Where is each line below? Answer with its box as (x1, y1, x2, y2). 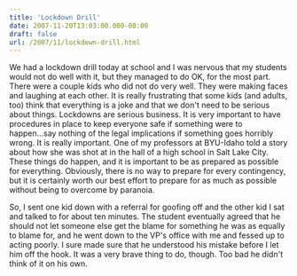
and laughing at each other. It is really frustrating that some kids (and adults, (9, 91, 288, 101)
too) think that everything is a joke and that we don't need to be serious (9, 99, 270, 111)
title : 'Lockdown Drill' (9, 12, 101, 22)
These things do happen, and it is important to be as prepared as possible (9, 156, 279, 167)
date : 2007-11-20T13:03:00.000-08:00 (9, 21, 149, 30)
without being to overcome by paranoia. (9, 185, 155, 195)
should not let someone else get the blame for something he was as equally (9, 221, 285, 232)
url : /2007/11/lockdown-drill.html (9, 37, 141, 47)
